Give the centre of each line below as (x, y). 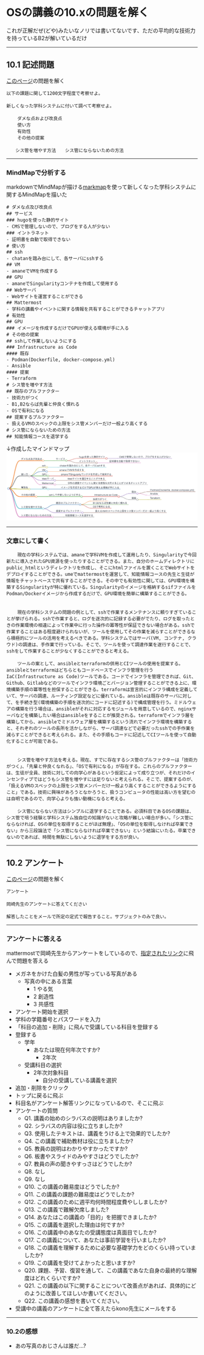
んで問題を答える (27, 961)
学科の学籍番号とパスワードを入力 (58, 1020)
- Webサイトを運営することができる (45, 297)
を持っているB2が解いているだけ (47, 38)
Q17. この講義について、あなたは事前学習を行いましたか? (95, 1240)
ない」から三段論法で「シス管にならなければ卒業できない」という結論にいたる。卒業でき (101, 831)
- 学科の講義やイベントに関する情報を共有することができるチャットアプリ (86, 309)
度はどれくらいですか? (52, 1278)
